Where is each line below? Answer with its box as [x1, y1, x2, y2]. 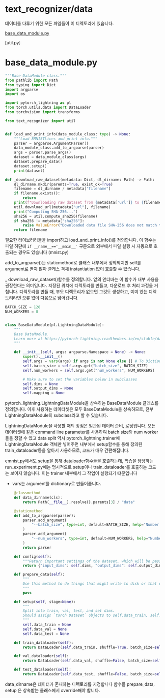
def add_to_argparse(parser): [14, 513, 76, 518]
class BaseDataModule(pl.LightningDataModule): [5, 322, 105, 327]
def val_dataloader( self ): [14, 654, 69, 659]
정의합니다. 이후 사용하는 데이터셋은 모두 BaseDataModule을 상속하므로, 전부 [5, 406, 154, 412]
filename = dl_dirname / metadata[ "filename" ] [14, 186, 111, 191]
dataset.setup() [14, 163, 48, 168]
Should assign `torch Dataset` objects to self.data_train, [23, 613, 148, 618]
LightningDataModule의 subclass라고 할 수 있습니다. [5, 412, 109, 418]
